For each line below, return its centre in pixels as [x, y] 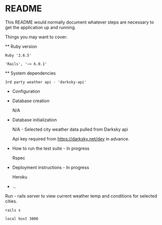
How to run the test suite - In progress [51, 148]
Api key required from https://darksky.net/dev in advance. [71, 139]
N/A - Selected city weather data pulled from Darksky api [70, 129]
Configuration [26, 91]
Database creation [31, 101]
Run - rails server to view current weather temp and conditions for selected [81, 196]
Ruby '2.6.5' [18, 55]
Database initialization [35, 120]
